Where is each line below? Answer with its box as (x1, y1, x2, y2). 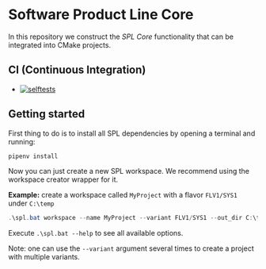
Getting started (8, 107, 85, 121)
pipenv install (8, 152, 59, 160)
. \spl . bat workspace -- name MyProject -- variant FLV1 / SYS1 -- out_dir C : (8, 214, 253, 222)
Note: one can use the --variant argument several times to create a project (8, 244, 255, 253)
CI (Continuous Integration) (8, 63, 146, 77)
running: (8, 136, 36, 146)
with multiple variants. (8, 252, 81, 262)
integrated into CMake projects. (8, 40, 112, 49)
